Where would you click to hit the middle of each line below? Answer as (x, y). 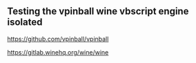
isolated (25, 22)
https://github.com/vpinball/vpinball (58, 39)
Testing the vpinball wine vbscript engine (98, 11)
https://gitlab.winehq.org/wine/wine (58, 52)
